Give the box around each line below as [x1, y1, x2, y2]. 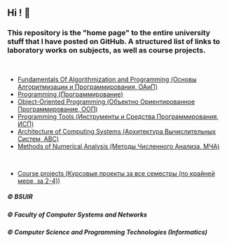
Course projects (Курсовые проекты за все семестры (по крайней [17, 169, 215, 177]
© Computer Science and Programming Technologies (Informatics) [7, 228, 208, 237]
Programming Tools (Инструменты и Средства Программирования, [17, 112, 219, 120]
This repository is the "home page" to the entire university [7, 28, 211, 38]
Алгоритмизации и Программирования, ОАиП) [17, 82, 158, 91]
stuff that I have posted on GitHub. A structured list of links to [7, 36, 221, 46]
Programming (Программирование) [17, 90, 124, 98]
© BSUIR [7, 193, 33, 201]
